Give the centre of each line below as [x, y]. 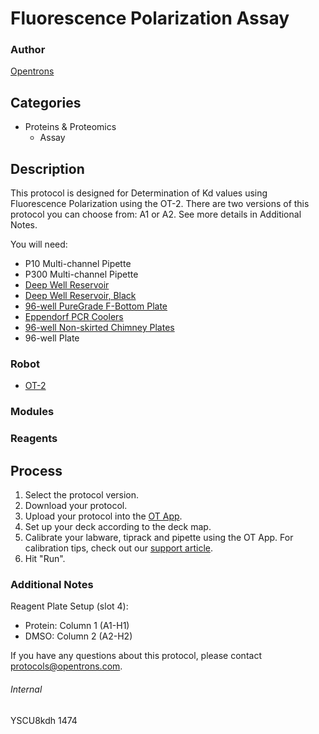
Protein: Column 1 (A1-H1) [77, 626]
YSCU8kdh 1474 [44, 720]
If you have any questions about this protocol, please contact [136, 656]
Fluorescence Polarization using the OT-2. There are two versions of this [160, 204]
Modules [32, 412]
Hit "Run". [45, 559]
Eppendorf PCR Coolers [74, 317]
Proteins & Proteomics [70, 127]
